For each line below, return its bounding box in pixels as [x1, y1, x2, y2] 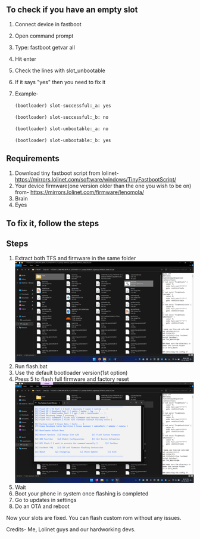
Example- [14, 90, 39, 97]
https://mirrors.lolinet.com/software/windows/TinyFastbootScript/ [14, 175, 177, 183]
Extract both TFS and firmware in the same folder [14, 254, 136, 261]
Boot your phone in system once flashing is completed [14, 490, 149, 497]
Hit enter [14, 55, 37, 62]
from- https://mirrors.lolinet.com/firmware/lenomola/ [14, 188, 145, 196]
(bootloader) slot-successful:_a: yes [14, 103, 111, 109]
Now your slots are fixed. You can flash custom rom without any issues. [6, 515, 182, 522]
